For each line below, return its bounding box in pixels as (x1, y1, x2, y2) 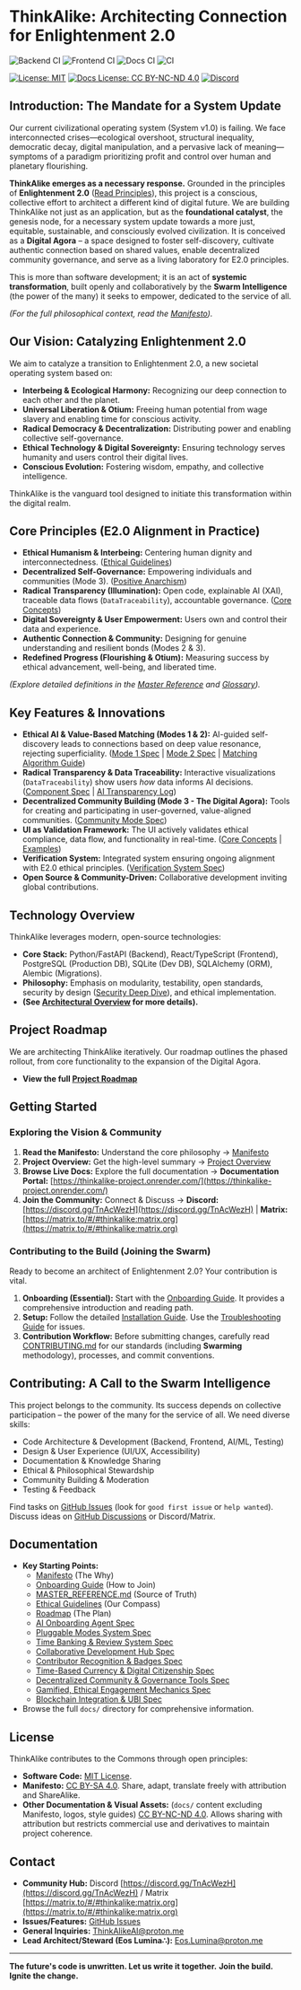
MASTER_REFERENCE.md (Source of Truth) (35, 1589, 197, 1600)
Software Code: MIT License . (21, 1771, 133, 1782)
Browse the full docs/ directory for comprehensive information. (21, 1704, 254, 1714)
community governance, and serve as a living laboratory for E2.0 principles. (9, 254, 289, 265)
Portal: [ (21, 1175, 54, 1186)
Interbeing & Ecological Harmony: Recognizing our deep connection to (21, 384, 287, 396)
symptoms (9, 151, 48, 162)
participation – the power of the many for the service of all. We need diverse (9, 1409, 290, 1420)
